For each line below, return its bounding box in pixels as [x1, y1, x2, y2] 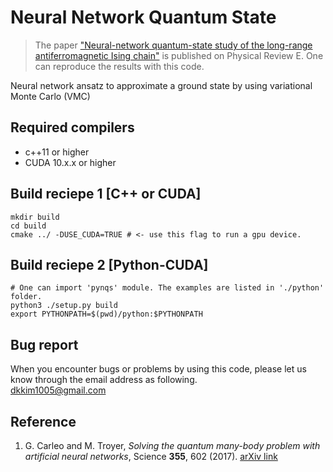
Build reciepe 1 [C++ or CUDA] [10, 186, 202, 203]
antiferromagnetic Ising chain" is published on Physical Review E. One [34, 49, 324, 61]
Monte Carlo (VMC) [10, 90, 91, 102]
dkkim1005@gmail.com [10, 384, 107, 396]
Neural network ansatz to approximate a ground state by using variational [10, 79, 313, 91]
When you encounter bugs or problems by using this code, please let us [10, 363, 307, 375]
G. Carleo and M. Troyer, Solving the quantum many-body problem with [24, 440, 321, 451]
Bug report [10, 336, 79, 353]
